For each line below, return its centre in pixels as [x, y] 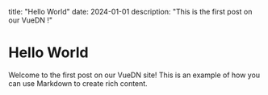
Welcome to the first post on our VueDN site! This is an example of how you [134, 75]
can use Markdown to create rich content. [78, 83]
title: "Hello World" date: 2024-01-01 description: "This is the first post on [130, 12]
